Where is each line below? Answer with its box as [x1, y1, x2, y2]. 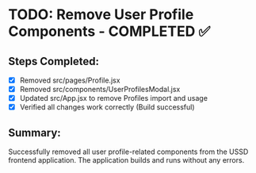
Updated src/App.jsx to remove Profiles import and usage [19, 94, 208, 103]
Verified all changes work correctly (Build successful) [19, 102, 196, 112]
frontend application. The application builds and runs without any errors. [8, 156, 245, 165]
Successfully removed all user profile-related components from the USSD [8, 147, 249, 156]
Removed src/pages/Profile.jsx [19, 75, 120, 85]
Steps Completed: [8, 54, 99, 68]
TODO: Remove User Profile [8, 6, 194, 24]
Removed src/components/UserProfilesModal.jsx [19, 85, 181, 94]
